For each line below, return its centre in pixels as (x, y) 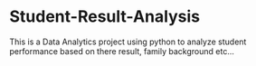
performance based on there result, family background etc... (122, 51)
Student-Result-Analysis (105, 17)
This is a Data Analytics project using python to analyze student (128, 42)
